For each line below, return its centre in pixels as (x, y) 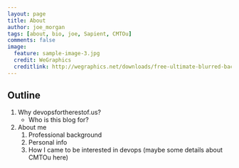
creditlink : (32, 67)
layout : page (27, 14)
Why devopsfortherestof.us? (59, 112)
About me (32, 128)
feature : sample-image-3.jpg (57, 54)
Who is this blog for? (58, 120)
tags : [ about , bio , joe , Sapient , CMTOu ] (70, 34)
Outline (24, 95)
